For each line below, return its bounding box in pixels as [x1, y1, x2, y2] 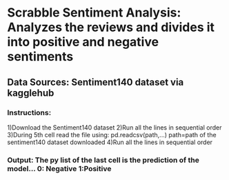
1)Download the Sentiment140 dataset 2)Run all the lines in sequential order [7, 123, 222, 132]
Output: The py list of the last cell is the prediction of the [7, 155, 200, 165]
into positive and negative [7, 34, 159, 50]
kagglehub [7, 87, 54, 99]
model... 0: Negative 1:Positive [7, 163, 112, 173]
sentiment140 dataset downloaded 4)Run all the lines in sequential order [7, 138, 212, 146]
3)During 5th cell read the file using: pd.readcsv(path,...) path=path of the [7, 130, 217, 139]
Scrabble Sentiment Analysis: [7, 5, 181, 21]
